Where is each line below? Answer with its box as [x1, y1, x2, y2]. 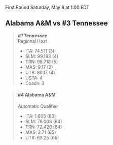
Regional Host [17, 38, 47, 44]
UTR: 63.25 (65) [25, 135, 59, 141]
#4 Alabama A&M [17, 92, 56, 98]
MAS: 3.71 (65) [25, 129, 56, 135]
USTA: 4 [25, 75, 43, 81]
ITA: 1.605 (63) [25, 113, 56, 119]
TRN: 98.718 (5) [25, 59, 58, 65]
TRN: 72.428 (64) [25, 124, 62, 130]
